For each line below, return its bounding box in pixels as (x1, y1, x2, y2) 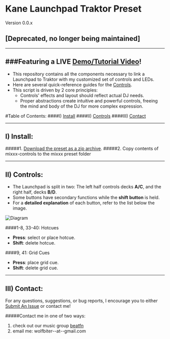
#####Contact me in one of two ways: (5, 313, 86, 319)
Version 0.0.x (5, 20, 33, 26)
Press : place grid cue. (12, 260, 59, 266)
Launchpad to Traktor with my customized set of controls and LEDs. (12, 76, 154, 82)
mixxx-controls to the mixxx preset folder (5, 151, 91, 157)
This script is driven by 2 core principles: (12, 87, 98, 93)
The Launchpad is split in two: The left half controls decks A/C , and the (12, 184, 161, 190)
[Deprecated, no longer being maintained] (5, 34, 141, 43)
